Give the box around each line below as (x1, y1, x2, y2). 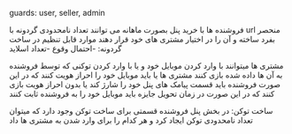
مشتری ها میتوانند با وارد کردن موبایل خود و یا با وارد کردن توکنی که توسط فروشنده (9, 61, 284, 71)
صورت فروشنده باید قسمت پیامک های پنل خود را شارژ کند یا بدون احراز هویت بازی (9, 79, 281, 89)
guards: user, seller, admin (9, 8, 106, 18)
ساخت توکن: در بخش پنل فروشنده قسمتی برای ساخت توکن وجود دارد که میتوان (9, 106, 273, 115)
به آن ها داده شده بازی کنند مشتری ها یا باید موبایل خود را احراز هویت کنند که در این (9, 70, 283, 80)
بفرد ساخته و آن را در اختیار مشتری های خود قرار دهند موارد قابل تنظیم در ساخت (9, 34, 276, 44)
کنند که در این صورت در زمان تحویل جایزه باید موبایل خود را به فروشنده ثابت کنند (9, 88, 275, 99)
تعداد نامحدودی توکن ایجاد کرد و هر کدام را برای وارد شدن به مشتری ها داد (9, 115, 254, 125)
